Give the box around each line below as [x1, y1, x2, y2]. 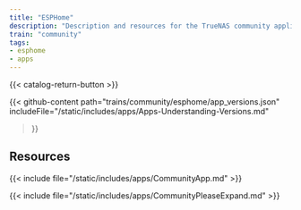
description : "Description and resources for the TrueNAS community [9, 21, 271, 30]
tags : [9, 38, 30, 47]
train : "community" [9, 29, 82, 38]
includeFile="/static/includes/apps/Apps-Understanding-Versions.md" [9, 106, 270, 116]
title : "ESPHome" [9, 13, 74, 22]
